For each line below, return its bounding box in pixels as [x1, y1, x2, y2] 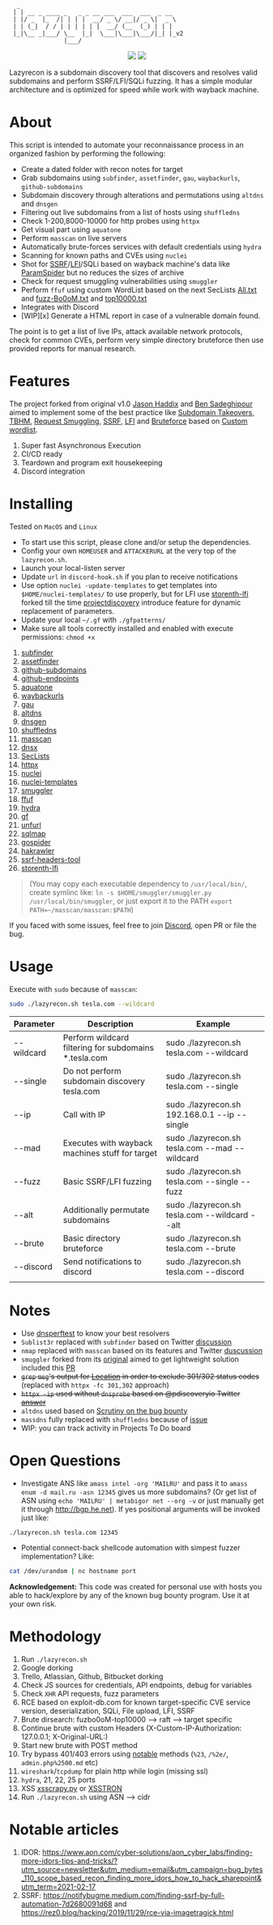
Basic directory [62, 1233, 121, 1244]
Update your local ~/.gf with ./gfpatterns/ [20, 615, 166, 624]
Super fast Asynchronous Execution [20, 440, 141, 450]
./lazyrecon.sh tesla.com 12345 [9, 1528, 118, 1537]
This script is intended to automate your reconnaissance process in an [9, 139, 244, 149]
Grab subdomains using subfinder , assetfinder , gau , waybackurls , [20, 173, 241, 182]
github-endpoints [20, 673, 79, 683]
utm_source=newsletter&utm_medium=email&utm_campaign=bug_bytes [20, 1865, 263, 1875]
